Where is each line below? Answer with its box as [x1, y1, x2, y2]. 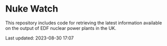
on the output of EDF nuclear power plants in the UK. [5, 25, 116, 31]
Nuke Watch [5, 3, 59, 15]
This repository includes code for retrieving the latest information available [5, 20, 162, 26]
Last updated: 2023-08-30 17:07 [5, 35, 74, 41]
